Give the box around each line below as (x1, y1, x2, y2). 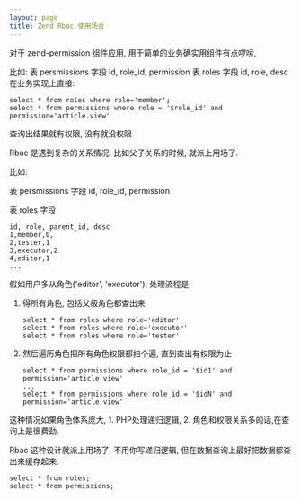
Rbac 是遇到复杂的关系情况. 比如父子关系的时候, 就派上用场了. (9, 147, 239, 158)
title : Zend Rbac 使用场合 (9, 22, 105, 31)
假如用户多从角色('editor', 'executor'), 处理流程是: (9, 278, 191, 289)
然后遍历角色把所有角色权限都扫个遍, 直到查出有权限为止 (22, 347, 232, 359)
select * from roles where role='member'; (9, 95, 171, 104)
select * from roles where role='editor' (22, 315, 180, 324)
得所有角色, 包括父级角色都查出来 (22, 297, 146, 308)
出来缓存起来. (9, 455, 60, 467)
